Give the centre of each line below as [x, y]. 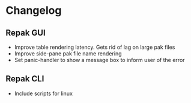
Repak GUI [26, 33]
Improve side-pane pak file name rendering [68, 54]
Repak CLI [25, 79]
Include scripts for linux [44, 93]
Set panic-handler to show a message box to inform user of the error [99, 60]
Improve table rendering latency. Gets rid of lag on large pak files [95, 47]
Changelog [34, 11]
